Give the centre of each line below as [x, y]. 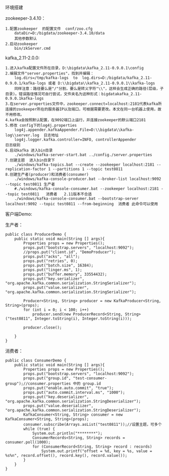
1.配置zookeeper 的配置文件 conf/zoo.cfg [49, 29]
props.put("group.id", [47, 378]
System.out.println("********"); [67, 433]
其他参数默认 [25, 39]
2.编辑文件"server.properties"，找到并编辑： [50, 74]
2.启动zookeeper [21, 44]
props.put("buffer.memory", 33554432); [65, 274]
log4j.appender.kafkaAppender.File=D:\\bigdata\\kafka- [74, 130]
